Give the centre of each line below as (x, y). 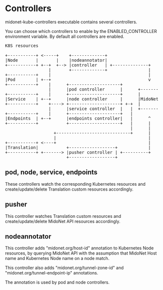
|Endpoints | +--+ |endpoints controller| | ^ (78, 118)
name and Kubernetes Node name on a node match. (57, 258)
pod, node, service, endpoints (51, 172)
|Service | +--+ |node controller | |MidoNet (82, 99)
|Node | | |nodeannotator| (56, 60)
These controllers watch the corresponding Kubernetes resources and (75, 184)
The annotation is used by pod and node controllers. (57, 282)
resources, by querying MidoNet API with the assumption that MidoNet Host (81, 253)
